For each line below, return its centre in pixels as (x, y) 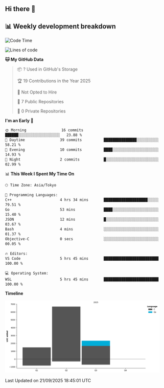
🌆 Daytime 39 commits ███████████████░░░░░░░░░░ (82, 140)
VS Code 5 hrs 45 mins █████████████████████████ (82, 259)
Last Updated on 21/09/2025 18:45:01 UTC (48, 381)
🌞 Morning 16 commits (44, 130)
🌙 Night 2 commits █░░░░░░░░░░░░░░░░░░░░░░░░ (82, 160)
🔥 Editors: (16, 254)
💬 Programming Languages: (31, 195)
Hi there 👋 (20, 9)
